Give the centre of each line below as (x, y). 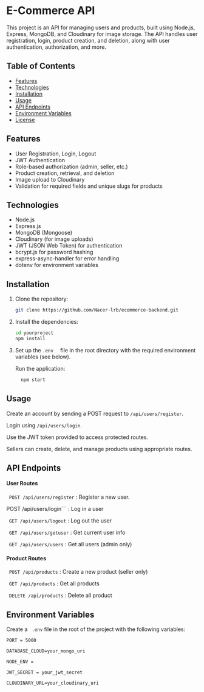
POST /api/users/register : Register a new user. (69, 497)
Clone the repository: (42, 299)
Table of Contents (41, 66)
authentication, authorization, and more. (56, 47)
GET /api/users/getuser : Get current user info (67, 533)
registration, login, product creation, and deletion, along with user (88, 40)
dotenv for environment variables (56, 265)
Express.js (28, 226)
